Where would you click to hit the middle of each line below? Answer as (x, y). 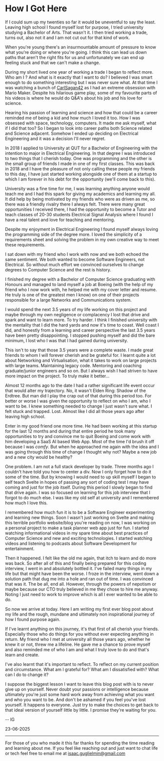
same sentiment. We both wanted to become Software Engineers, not (75, 259)
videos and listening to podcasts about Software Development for (71, 543)
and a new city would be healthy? (39, 457)
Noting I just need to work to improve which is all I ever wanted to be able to (81, 594)
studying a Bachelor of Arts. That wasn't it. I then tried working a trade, (76, 32)
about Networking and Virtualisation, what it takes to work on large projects (81, 360)
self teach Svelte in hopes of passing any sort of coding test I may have (77, 482)
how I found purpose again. (33, 619)
